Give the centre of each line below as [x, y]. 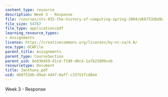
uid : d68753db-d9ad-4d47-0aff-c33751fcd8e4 [51, 75]
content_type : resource [30, 10]
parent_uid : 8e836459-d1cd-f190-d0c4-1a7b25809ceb [59, 61]
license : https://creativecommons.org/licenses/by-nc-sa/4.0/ [71, 42]
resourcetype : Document [30, 65]
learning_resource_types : [32, 33]
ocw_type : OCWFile [24, 47]
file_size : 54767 [23, 24]
